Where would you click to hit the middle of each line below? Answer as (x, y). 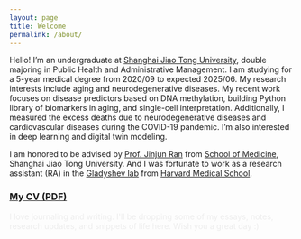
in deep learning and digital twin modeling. (88, 137)
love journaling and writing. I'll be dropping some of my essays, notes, (143, 216)
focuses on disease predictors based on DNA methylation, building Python (148, 98)
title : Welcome (38, 26)
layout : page (34, 18)
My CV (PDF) (38, 197)
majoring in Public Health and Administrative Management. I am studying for (151, 69)
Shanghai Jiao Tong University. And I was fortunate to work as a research (146, 164)
